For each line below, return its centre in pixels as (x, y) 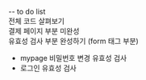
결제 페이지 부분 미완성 (44, 31)
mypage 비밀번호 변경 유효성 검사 (73, 58)
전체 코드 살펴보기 (36, 21)
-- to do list (27, 12)
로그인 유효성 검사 (48, 68)
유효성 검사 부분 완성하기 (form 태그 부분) (73, 41)
